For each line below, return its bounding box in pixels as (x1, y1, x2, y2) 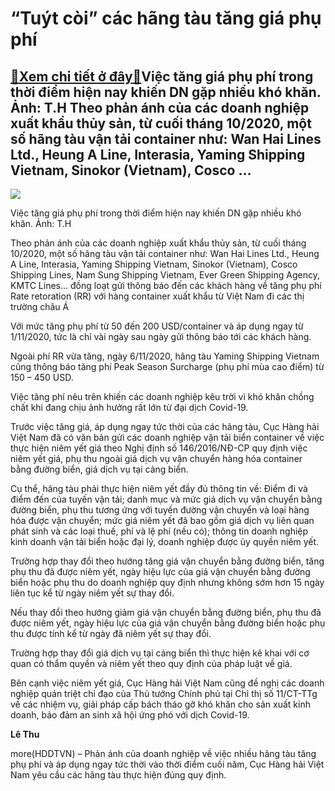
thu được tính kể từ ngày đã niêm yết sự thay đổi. (10, 628, 212, 639)
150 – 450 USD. (10, 372, 74, 383)
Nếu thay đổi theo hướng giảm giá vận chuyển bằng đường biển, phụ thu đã (10, 607, 322, 618)
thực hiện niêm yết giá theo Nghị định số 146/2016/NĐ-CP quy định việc (10, 442, 308, 454)
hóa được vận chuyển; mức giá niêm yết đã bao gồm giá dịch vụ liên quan (10, 515, 315, 526)
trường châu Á (10, 301, 70, 312)
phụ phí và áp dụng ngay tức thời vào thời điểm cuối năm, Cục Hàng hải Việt (10, 758, 325, 770)
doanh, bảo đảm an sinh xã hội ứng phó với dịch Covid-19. (10, 709, 250, 721)
